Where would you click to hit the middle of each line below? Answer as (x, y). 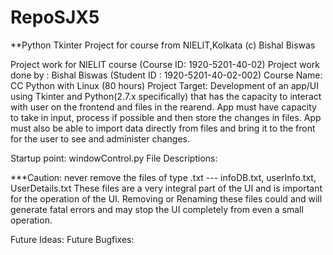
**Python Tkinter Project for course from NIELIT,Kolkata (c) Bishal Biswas (163, 45)
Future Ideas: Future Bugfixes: (72, 239)
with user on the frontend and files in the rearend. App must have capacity (163, 107)
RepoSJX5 (55, 17)
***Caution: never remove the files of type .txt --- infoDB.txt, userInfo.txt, (163, 177)
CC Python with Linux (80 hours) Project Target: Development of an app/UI (164, 85)
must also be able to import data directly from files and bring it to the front (163, 128)
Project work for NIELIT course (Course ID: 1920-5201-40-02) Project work (165, 64)
